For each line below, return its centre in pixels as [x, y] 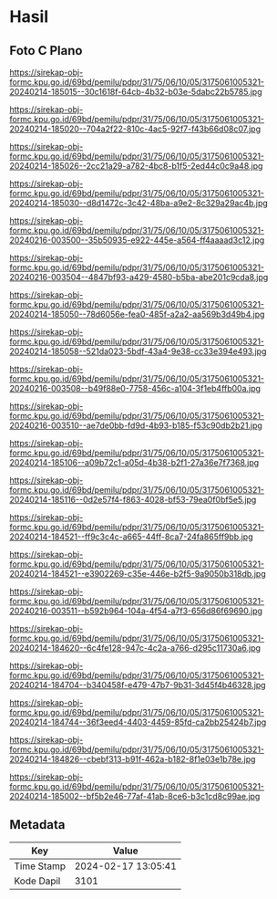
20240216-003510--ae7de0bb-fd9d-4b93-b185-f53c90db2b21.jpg [136, 425]
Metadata [37, 825]
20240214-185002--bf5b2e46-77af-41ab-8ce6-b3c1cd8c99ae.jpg [135, 796]
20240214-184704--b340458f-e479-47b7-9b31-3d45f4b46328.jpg [138, 685]
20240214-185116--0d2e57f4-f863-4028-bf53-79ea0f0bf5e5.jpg [133, 500]
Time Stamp [40, 866]
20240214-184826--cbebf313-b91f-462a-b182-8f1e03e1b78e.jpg [133, 759]
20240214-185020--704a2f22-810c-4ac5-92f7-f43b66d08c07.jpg [135, 129]
